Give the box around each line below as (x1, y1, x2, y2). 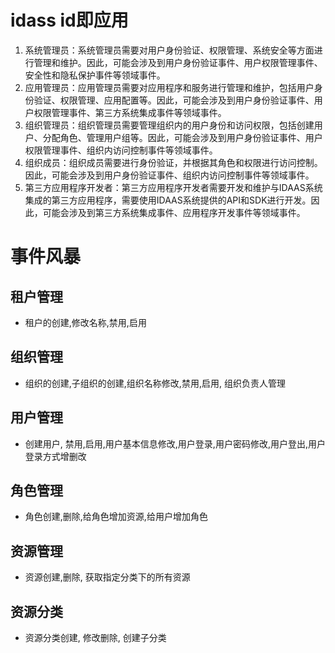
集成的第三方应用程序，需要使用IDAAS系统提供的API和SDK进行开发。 (24, 194, 312, 206)
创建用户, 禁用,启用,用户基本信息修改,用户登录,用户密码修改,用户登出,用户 (24, 437, 326, 450)
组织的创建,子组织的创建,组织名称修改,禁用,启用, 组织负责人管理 (24, 377, 286, 389)
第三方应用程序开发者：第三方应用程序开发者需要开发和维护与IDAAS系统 (24, 181, 323, 193)
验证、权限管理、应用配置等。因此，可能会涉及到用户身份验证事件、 (33, 94, 315, 106)
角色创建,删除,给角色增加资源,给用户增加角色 (24, 511, 208, 523)
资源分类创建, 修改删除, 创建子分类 (24, 632, 167, 643)
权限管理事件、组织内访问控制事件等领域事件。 (24, 144, 218, 156)
